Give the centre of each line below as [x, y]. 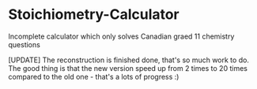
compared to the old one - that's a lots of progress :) [94, 76]
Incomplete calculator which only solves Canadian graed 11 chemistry [121, 36]
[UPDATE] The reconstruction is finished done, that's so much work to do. [128, 60]
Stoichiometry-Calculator [94, 15]
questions [25, 44]
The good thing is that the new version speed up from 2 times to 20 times [128, 68]
